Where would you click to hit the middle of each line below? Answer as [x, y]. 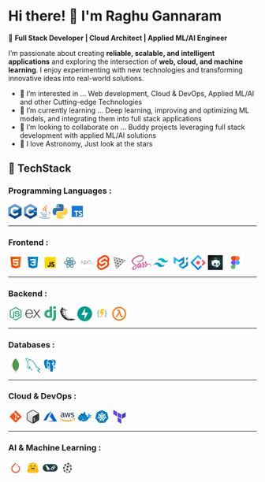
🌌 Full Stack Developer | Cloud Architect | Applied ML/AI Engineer [118, 38]
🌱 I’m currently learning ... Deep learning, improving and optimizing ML [134, 110]
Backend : [28, 293]
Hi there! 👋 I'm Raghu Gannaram [115, 16]
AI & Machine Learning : [55, 447]
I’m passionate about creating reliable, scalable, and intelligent [112, 53]
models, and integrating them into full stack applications [111, 118]
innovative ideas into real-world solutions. [76, 78]
